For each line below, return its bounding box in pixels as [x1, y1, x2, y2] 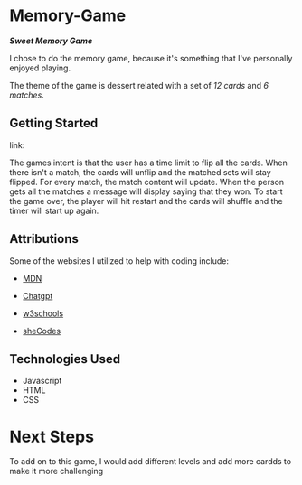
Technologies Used [9, 351, 120, 367]
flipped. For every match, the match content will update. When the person [9, 176, 285, 187]
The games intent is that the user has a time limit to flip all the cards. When [9, 157, 288, 168]
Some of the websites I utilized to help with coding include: [9, 255, 229, 266]
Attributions [9, 231, 80, 247]
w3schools [22, 308, 64, 319]
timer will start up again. [9, 205, 99, 216]
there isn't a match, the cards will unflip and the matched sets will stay [9, 166, 271, 177]
